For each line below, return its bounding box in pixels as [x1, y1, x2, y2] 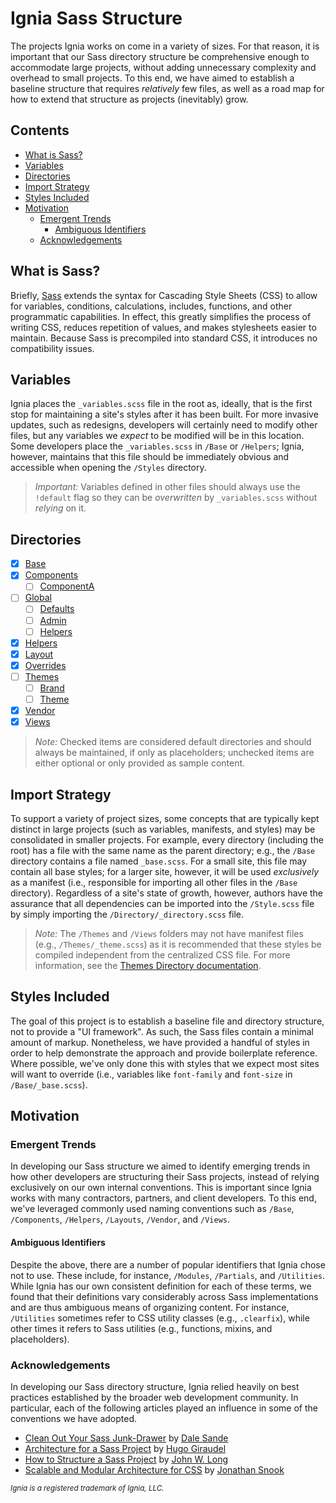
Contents [10, 122, 70, 139]
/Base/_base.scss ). [10, 1078, 88, 1091]
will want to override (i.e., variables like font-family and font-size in [10, 1068, 293, 1080]
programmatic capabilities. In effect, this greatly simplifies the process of [10, 310, 312, 322]
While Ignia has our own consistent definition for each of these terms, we [10, 1280, 312, 1292]
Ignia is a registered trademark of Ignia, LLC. [10, 1483, 165, 1493]
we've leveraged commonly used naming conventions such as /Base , [10, 1203, 295, 1215]
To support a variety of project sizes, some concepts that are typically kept [10, 812, 320, 824]
